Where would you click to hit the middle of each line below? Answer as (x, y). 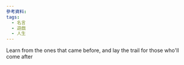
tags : (13, 17)
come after (20, 57)
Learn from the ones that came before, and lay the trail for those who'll (93, 50)
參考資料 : (16, 12)
